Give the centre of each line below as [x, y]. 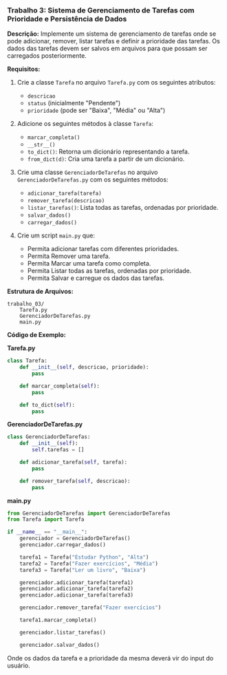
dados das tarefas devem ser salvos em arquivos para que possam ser [107, 49]
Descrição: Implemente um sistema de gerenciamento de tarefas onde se [112, 34]
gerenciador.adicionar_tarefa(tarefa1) [77, 582]
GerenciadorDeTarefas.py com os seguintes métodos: [93, 180]
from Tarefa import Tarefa [46, 519]
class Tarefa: [28, 361]
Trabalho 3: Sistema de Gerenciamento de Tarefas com [101, 10]
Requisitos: [24, 69]
